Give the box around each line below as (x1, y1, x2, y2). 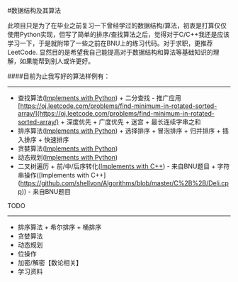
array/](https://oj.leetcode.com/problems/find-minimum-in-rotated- (17, 109, 215, 117)
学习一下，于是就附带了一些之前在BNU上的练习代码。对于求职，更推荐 (7, 39, 214, 48)
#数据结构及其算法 (7, 6, 62, 14)
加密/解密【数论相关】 (17, 259, 83, 266)
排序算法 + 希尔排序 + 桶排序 (17, 223, 102, 231)
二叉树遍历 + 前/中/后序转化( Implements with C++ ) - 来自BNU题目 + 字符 (17, 162, 230, 170)
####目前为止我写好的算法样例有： (7, 72, 110, 80)
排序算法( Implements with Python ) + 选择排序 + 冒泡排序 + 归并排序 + (17, 126, 221, 135)
